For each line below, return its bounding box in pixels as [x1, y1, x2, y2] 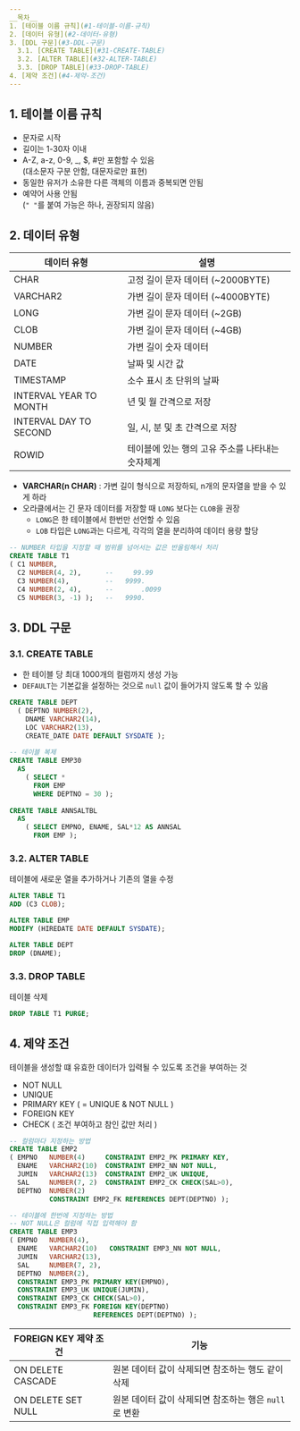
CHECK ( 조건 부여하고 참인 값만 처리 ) [21, 1119, 158, 1130]
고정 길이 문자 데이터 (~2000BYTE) [127, 274, 271, 286]
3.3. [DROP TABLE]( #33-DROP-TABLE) [17, 64, 150, 72]
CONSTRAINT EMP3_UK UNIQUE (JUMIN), [17, 1285, 150, 1295]
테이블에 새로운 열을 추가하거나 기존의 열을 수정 [9, 874, 174, 885]
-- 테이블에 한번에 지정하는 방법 [9, 1211, 113, 1220]
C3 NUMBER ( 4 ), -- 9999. [17, 576, 146, 586]
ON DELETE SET [13, 1393, 83, 1406]
